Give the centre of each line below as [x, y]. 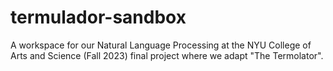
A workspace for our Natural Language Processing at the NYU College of [161, 45]
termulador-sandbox [98, 17]
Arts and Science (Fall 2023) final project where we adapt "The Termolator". [167, 55]
